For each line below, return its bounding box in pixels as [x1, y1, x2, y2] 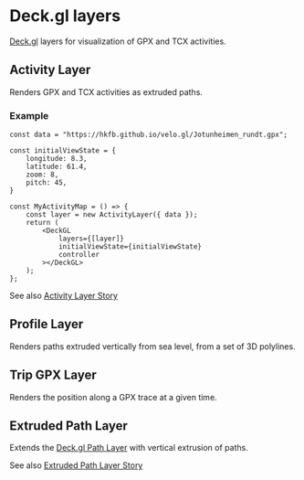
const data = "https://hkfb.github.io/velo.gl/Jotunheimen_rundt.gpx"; [9, 130, 288, 140]
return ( [26, 219, 59, 228]
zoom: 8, [26, 170, 59, 179]
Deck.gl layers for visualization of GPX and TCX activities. [9, 36, 226, 47]
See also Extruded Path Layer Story [9, 460, 143, 471]
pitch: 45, [26, 178, 68, 187]
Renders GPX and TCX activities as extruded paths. [9, 86, 204, 97]
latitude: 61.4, [26, 162, 89, 172]
